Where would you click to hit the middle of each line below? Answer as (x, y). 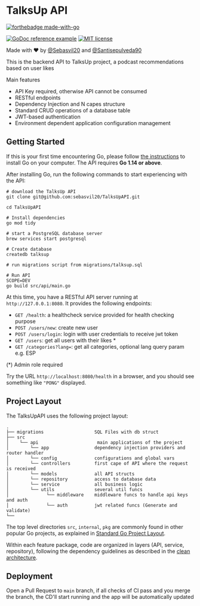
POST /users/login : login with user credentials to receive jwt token (96, 334)
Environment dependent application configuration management (93, 123)
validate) (19, 510)
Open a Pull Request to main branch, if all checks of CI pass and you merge (99, 590)
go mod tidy (21, 223)
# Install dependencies (36, 218)
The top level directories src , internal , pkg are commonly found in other (95, 526)
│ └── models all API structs (70, 474)
